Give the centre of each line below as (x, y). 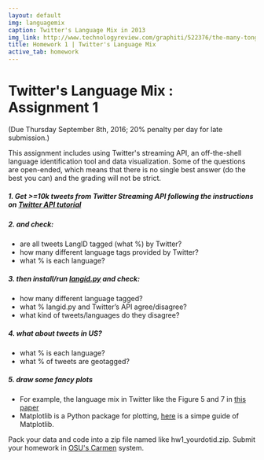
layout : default (35, 15)
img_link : (24, 37)
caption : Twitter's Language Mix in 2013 (77, 30)
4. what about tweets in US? (55, 333)
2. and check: (31, 224)
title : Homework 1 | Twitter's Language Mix (82, 45)
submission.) (29, 138)
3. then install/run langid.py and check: (74, 278)
